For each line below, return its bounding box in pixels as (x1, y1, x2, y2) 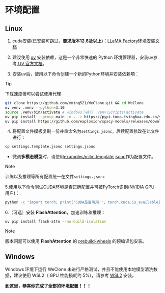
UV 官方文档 (18, 61, 43, 66)
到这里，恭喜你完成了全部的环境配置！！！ (5, 283, 91, 289)
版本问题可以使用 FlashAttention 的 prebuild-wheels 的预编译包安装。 (5, 238, 147, 244)
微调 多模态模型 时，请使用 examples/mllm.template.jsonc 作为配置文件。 (12, 154, 156, 160)
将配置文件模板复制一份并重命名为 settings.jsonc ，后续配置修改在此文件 (12, 128, 160, 134)
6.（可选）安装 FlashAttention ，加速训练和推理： (5, 209, 106, 216)
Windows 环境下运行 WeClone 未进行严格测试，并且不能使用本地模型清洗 (5, 266, 154, 272)
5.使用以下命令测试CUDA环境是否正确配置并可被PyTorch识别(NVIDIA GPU (5, 184, 155, 190)
